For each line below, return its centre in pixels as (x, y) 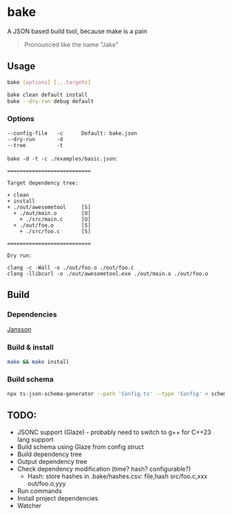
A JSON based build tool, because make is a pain (77, 31)
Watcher (29, 505)
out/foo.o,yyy (47, 483)
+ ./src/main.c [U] (55, 219)
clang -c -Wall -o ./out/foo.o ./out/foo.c (71, 268)
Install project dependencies (58, 498)
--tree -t (35, 145)
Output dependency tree (52, 461)
